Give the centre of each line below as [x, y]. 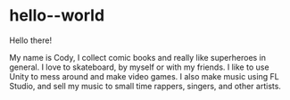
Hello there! [30, 40]
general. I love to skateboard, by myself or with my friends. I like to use [139, 67]
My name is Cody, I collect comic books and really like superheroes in [137, 57]
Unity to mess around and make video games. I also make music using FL [144, 76]
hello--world [57, 16]
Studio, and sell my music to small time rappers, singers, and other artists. [145, 86]
